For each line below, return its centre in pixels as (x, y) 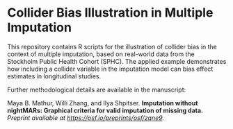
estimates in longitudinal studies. (54, 76)
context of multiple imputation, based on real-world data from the (101, 54)
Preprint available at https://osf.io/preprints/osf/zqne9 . (86, 118)
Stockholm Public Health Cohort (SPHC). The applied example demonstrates (117, 61)
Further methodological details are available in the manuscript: (97, 89)
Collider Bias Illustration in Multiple (110, 13)
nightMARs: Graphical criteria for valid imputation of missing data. (105, 110)
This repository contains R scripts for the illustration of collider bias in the (112, 46)
